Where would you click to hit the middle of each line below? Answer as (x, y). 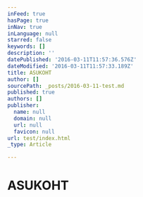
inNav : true (25, 27)
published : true (31, 92)
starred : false (30, 40)
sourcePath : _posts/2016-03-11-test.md (66, 86)
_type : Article (30, 145)
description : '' (31, 53)
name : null (30, 112)
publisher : (23, 106)
